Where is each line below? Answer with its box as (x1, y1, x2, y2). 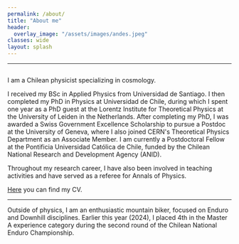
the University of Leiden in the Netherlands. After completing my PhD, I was (7, 112, 229, 121)
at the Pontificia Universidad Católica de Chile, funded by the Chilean (7, 143, 210, 151)
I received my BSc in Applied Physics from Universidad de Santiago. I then (7, 90, 225, 98)
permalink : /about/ (7, 10, 65, 18)
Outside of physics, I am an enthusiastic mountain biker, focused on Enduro (7, 206, 229, 214)
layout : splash (7, 43, 53, 51)
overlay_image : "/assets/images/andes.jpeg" (14, 30, 148, 38)
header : (7, 23, 31, 31)
